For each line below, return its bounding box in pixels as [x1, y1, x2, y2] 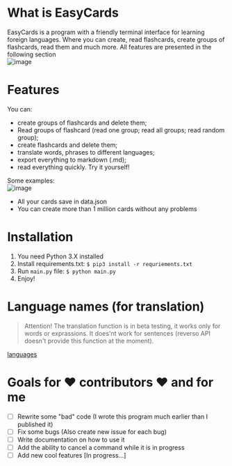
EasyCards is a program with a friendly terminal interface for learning [7, 28, 205, 36]
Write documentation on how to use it [17, 435, 125, 444]
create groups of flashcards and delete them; [17, 118, 147, 127]
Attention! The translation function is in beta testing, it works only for [24, 322, 221, 330]
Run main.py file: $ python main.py [17, 267, 117, 275]
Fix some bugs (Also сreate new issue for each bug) [17, 427, 167, 436]
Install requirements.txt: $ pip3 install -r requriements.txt [17, 259, 193, 267]
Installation [7, 229, 74, 245]
